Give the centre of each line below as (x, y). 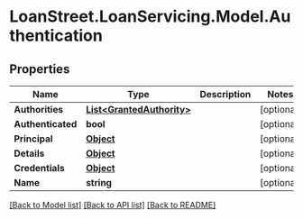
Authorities (39, 109)
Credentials (39, 168)
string (99, 182)
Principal (33, 139)
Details (29, 153)
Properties (40, 69)
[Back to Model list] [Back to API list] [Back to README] (113, 205)
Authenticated (46, 124)
